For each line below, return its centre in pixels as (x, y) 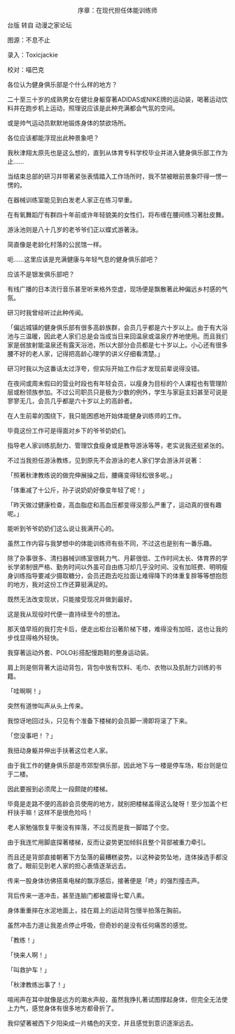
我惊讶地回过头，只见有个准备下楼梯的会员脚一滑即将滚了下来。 (99, 721)
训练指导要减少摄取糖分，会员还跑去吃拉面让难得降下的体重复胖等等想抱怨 (120, 576)
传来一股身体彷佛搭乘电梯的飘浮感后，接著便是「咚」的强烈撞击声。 (105, 881)
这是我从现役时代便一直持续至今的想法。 (65, 614)
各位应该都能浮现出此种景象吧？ (53, 138)
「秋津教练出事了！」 (38, 985)
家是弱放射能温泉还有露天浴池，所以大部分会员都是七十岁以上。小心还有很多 (117, 345)
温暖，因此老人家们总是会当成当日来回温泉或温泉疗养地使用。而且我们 (127, 336)
